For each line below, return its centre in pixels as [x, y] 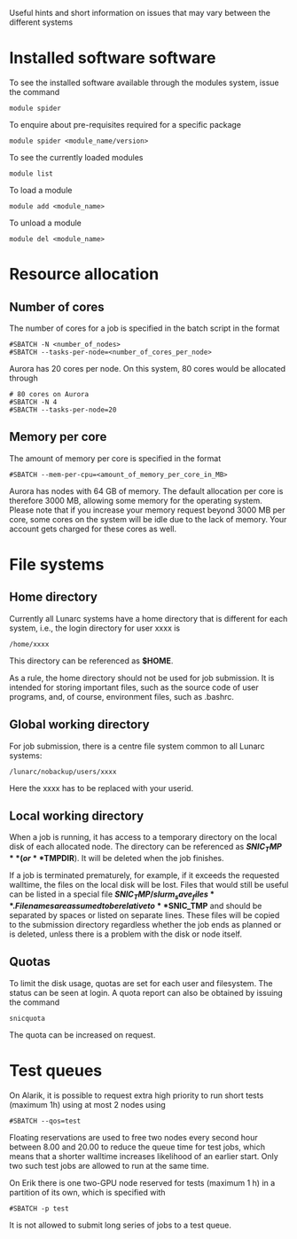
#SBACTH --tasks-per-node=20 [63, 410]
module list [31, 173]
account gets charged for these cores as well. [93, 529]
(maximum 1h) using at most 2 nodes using [87, 1104]
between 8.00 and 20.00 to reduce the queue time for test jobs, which [137, 1147]
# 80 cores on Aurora [49, 394]
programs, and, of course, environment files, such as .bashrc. [122, 696]
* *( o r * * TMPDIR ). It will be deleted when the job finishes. [117, 859]
